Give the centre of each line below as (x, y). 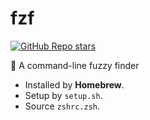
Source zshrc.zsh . (62, 106)
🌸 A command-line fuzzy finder (75, 65)
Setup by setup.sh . (63, 95)
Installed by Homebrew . (74, 84)
